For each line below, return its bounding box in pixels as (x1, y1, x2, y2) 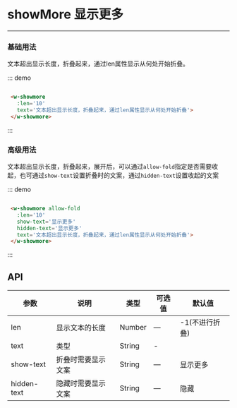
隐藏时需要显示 (56, 378, 106, 388)
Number (119, 323, 147, 332)
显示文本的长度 (56, 323, 106, 332)
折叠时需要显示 (56, 354, 106, 364)
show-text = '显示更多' (16, 218, 76, 225)
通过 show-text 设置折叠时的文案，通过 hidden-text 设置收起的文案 (31, 171, 219, 180)
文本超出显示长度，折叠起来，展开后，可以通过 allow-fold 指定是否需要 (7, 162, 212, 171)
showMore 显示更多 (7, 6, 123, 23)
